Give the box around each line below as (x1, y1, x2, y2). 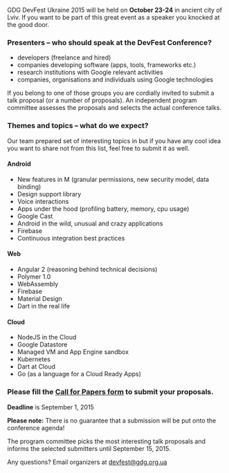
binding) (17, 183, 42, 191)
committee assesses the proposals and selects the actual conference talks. (7, 104, 222, 112)
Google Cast (17, 212, 53, 220)
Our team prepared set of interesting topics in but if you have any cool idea (7, 136, 221, 145)
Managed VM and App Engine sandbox (17, 348, 129, 356)
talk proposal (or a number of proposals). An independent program (7, 96, 197, 104)
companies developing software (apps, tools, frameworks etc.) (17, 61, 196, 69)
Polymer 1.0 (17, 272, 51, 281)
